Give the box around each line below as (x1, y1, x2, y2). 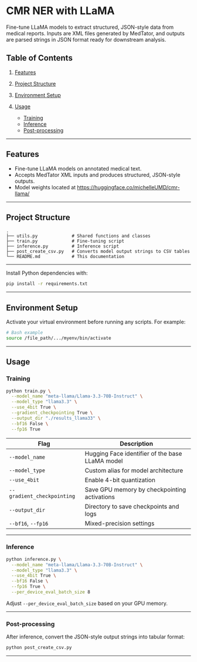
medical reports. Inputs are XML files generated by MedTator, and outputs (6, 29, 185, 36)
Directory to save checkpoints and (84, 502, 179, 510)
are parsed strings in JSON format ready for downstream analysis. (6, 36, 167, 43)
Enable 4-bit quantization (84, 476, 155, 484)
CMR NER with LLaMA (6, 4, 115, 18)
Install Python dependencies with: (6, 269, 88, 277)
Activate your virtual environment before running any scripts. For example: (6, 319, 186, 326)
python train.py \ (6, 388, 51, 394)
